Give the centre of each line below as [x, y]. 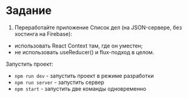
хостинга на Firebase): [43, 33]
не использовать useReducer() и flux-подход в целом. [84, 52]
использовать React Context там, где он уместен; [79, 46]
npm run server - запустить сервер [59, 82]
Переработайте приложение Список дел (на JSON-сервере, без [98, 27]
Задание [29, 11]
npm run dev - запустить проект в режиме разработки [84, 75]
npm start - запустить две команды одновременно [80, 88]
